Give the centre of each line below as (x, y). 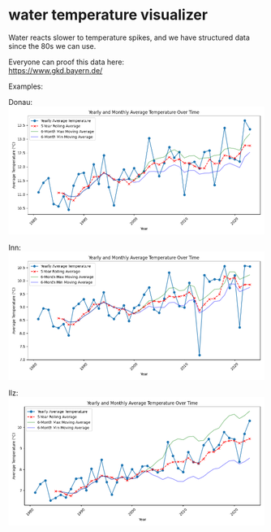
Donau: (20, 102)
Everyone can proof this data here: (66, 62)
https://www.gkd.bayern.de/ (56, 70)
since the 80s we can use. (52, 46)
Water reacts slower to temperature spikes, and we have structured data (129, 37)
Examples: (26, 86)
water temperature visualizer (108, 15)
